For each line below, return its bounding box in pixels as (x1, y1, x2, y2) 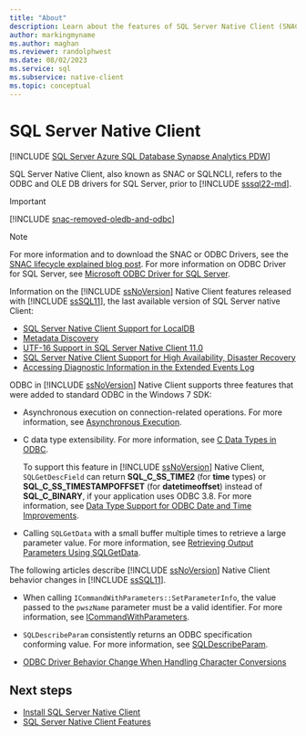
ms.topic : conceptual (9, 81, 92, 90)
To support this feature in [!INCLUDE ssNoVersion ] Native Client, (22, 461, 265, 472)
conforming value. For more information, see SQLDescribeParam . (22, 638, 269, 649)
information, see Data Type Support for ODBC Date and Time (22, 500, 252, 511)
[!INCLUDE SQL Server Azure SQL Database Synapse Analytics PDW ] (9, 150, 271, 161)
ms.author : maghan (9, 38, 79, 48)
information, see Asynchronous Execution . (22, 416, 182, 427)
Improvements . (22, 510, 79, 521)
